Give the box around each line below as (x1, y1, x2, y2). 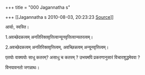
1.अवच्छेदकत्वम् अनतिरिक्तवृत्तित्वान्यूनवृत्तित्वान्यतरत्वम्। (5, 34, 93, 40)
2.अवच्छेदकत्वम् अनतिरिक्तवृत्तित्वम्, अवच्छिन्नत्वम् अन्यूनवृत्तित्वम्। (5, 44, 109, 50)
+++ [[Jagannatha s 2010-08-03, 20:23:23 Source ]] (5, 14, 114, 20)
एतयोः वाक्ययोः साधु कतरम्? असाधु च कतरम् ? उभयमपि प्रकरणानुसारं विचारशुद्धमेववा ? (5, 54, 140, 60)
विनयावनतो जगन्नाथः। (5, 64, 39, 70)
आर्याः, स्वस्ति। (5, 24, 29, 30)
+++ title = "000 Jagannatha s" (5, 5, 71, 10)
